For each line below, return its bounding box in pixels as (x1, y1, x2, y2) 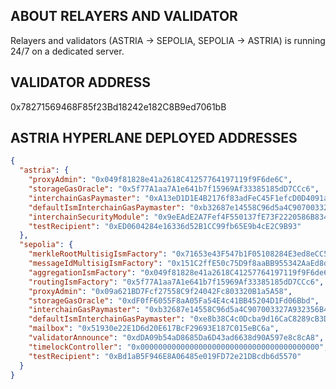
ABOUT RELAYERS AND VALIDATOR (10, 8, 238, 25)
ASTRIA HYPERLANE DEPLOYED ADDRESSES (10, 130, 298, 147)
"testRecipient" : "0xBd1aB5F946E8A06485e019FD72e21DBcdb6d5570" (28, 351, 302, 361)
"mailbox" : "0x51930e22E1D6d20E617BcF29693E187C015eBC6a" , (28, 324, 280, 334)
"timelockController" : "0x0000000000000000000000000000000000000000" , (28, 342, 329, 352)
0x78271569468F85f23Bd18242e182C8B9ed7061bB (10, 100, 227, 113)
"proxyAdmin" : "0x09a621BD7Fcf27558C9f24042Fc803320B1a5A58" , (28, 286, 293, 296)
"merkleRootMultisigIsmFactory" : (28, 249, 168, 259)
